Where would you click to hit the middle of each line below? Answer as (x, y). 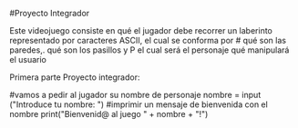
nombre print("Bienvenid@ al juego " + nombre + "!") (109, 114)
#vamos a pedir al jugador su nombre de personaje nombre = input (135, 95)
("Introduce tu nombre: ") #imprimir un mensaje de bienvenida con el (139, 104)
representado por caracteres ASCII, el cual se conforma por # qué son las (148, 40)
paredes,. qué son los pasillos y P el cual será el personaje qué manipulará (149, 50)
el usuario (28, 59)
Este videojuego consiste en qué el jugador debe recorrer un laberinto (141, 30)
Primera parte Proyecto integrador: (75, 77)
